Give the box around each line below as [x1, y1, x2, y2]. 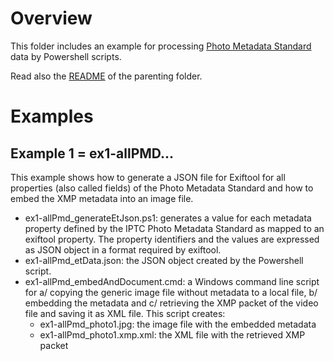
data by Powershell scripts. [10, 50, 122, 62]
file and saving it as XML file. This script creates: [24, 307, 226, 319]
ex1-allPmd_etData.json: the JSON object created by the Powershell [24, 254, 304, 266]
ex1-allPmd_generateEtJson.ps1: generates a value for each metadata [24, 212, 312, 224]
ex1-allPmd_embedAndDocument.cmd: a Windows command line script [24, 275, 320, 287]
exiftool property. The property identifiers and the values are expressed [24, 233, 320, 245]
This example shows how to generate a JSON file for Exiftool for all [10, 171, 286, 183]
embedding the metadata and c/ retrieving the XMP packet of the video [24, 297, 319, 309]
